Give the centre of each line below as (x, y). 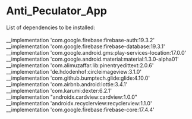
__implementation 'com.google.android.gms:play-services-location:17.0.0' (96, 52)
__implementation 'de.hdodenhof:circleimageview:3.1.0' (74, 71)
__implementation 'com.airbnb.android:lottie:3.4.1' (67, 84)
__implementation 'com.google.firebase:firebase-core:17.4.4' (80, 109)
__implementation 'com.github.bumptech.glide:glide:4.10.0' (78, 78)
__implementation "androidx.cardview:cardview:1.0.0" (72, 97)
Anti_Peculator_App (56, 11)
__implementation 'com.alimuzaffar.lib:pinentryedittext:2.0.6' (80, 65)
